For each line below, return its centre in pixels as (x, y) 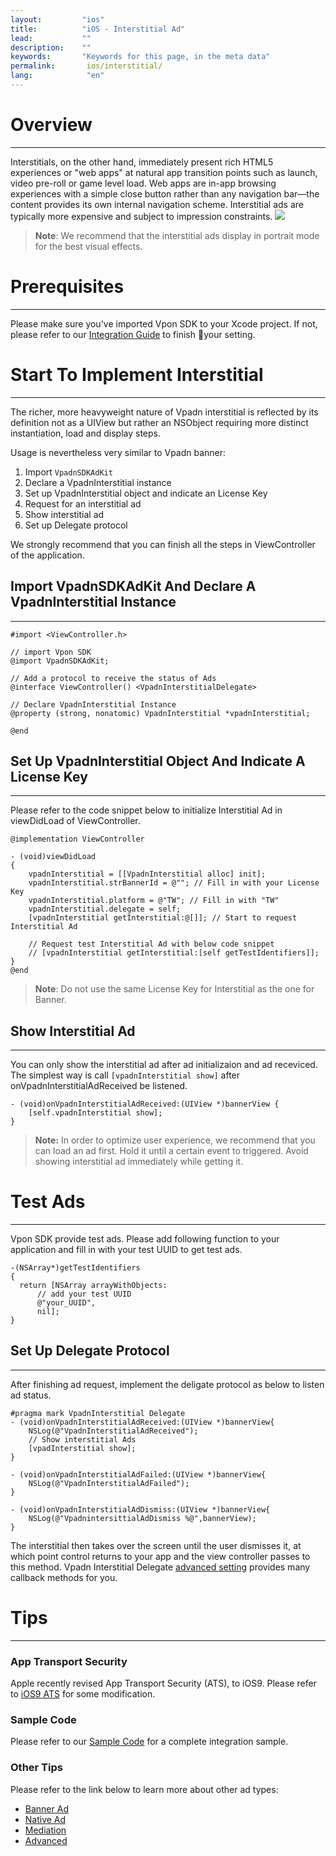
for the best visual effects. (88, 246)
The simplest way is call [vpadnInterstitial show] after (125, 1075)
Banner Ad (46, 1808)
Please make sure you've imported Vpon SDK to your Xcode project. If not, (164, 323)
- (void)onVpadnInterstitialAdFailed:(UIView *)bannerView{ (138, 1474)
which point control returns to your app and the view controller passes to (160, 1556)
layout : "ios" (57, 19)
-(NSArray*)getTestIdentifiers (75, 1268)
